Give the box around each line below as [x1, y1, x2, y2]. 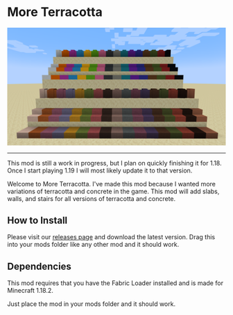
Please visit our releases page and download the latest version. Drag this [7, 233, 216, 241]
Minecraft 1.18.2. [7, 286, 53, 295]
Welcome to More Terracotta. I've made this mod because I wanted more [7, 179, 216, 188]
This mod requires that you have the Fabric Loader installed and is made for [7, 279, 224, 287]
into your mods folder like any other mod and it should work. [7, 241, 180, 249]
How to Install [7, 215, 68, 227]
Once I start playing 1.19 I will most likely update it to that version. [7, 166, 193, 175]
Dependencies [7, 260, 71, 272]
